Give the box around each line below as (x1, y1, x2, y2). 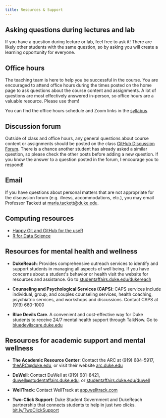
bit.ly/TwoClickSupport (12, 407, 59, 413)
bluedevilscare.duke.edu (12, 322, 63, 328)
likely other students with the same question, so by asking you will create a (5, 44, 158, 50)
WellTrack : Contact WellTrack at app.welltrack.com (12, 387, 118, 393)
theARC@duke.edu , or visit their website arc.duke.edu (12, 362, 123, 368)
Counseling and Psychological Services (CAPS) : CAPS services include (12, 286, 161, 292)
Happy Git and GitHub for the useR (12, 227, 83, 234)
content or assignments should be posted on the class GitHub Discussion (5, 141, 155, 147)
